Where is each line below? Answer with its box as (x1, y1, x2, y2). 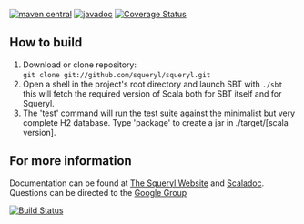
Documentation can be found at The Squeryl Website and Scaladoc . (9, 178, 265, 188)
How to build (9, 35, 83, 50)
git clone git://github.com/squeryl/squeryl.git (22, 70, 211, 79)
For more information (9, 153, 132, 168)
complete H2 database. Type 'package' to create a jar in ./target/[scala (22, 117, 289, 127)
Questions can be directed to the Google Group (9, 187, 187, 198)
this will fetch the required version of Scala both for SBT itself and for (22, 87, 282, 99)
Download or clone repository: (22, 59, 137, 70)
